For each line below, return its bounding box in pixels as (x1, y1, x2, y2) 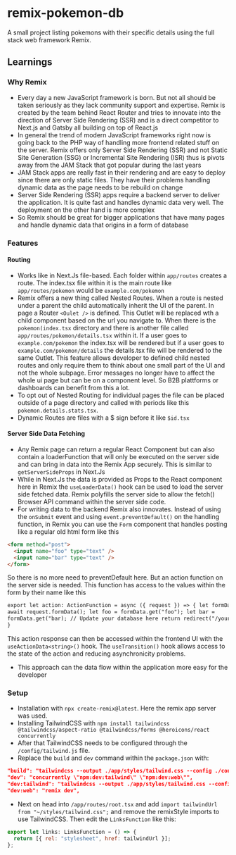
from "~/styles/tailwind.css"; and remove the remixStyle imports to (17, 807, 220, 816)
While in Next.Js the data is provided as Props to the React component (17, 475, 223, 483)
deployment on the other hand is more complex (17, 206, 155, 214)
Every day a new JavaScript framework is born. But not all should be (17, 93, 216, 101)
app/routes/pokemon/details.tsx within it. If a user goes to (17, 331, 188, 339)
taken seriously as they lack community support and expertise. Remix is (17, 101, 225, 109)
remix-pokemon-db (7, 5, 124, 21)
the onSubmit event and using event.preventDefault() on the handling (17, 512, 220, 520)
